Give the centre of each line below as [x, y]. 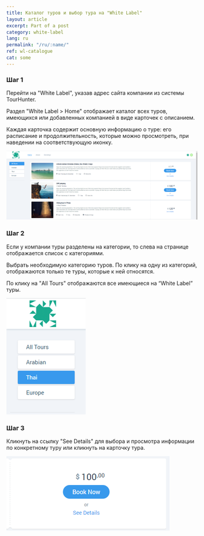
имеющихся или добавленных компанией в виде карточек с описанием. [101, 118]
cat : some [19, 58]
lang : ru [17, 39]
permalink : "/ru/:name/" [38, 45]
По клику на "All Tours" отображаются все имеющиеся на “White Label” [100, 283]
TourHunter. [21, 100]
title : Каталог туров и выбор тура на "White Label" [74, 13]
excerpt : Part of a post [38, 26]
